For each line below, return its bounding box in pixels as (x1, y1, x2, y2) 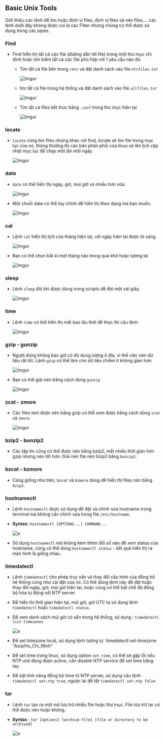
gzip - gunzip (5, 341, 38, 348)
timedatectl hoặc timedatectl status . (12, 604, 90, 610)
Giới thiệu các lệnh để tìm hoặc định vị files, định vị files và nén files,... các (5, 17, 157, 23)
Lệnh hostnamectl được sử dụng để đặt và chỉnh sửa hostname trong (12, 506, 152, 512)
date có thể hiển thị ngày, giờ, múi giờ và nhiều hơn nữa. (12, 181, 126, 187)
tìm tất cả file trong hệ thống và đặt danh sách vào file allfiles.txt (19, 85, 157, 91)
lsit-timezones (12, 619, 44, 625)
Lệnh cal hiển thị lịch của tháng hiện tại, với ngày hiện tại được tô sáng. (12, 233, 157, 239)
